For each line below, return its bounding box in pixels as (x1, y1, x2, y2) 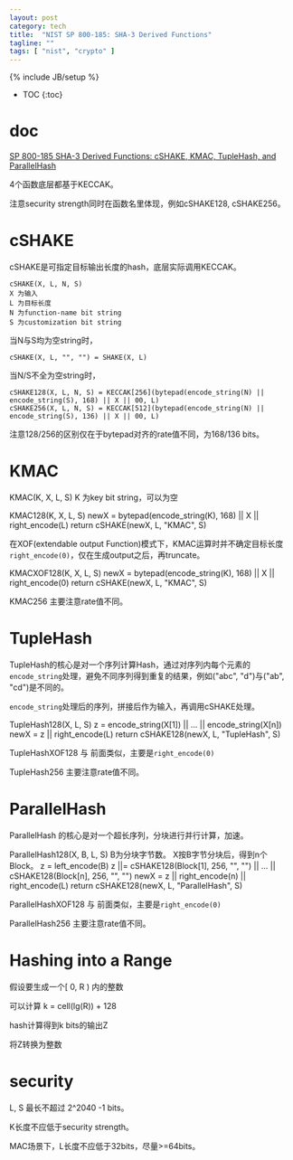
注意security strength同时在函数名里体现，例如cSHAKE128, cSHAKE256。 (9, 198, 286, 209)
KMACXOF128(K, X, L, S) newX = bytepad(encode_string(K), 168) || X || (9, 567, 275, 579)
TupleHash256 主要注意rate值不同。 (9, 766, 145, 778)
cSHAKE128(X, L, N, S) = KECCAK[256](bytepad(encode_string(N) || (9, 388, 265, 397)
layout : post (9, 13, 59, 23)
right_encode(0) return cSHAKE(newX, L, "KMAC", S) (9, 577, 208, 588)
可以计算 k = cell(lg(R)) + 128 (9, 1000, 118, 1011)
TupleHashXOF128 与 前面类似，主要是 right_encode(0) (9, 747, 215, 758)
